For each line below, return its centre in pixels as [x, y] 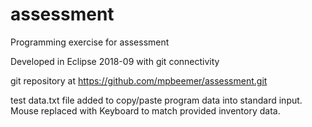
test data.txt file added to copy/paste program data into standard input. [156, 100]
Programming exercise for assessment [90, 42]
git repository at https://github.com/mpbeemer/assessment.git [139, 80]
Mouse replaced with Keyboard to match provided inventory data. [145, 110]
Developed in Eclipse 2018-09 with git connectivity [115, 61]
